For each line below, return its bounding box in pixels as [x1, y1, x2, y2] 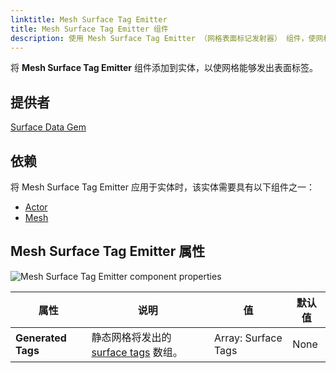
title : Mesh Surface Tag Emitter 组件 [10, 24, 169, 34]
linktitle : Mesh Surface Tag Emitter [10, 14, 168, 25]
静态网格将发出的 [91, 330, 172, 344]
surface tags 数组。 [91, 345, 183, 359]
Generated [15, 331, 67, 345]
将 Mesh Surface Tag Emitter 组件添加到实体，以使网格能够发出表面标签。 [10, 62, 318, 74]
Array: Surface [213, 331, 283, 345]
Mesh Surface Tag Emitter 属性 [10, 243, 206, 260]
